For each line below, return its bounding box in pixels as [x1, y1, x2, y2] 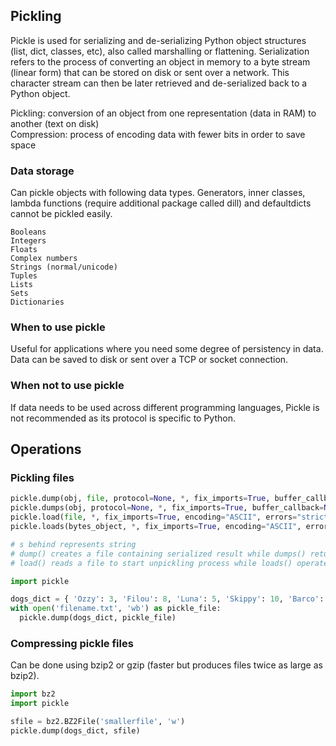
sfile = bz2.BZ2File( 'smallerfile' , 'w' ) [10, 717, 186, 727]
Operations [10, 441, 82, 458]
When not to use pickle [10, 379, 125, 393]
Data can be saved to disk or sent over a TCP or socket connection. [10, 354, 289, 366]
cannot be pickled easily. [10, 208, 113, 220]
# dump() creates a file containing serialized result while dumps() [10, 549, 307, 559]
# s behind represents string [10, 539, 137, 549]
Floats [10, 245, 38, 255]
